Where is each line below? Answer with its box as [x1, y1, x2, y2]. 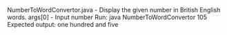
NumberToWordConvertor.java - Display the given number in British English [7, 6, 221, 14]
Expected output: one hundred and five [7, 21, 119, 28]
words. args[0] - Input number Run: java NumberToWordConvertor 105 [7, 13, 207, 21]
